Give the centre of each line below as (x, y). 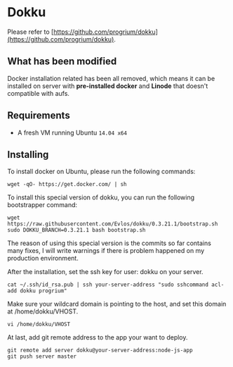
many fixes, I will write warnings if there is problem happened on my (106, 251)
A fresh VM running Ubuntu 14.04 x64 (72, 132)
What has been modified (62, 62)
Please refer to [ (31, 32)
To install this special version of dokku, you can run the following (101, 197)
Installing (28, 155)
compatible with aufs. (39, 93)
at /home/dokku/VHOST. (43, 311)
